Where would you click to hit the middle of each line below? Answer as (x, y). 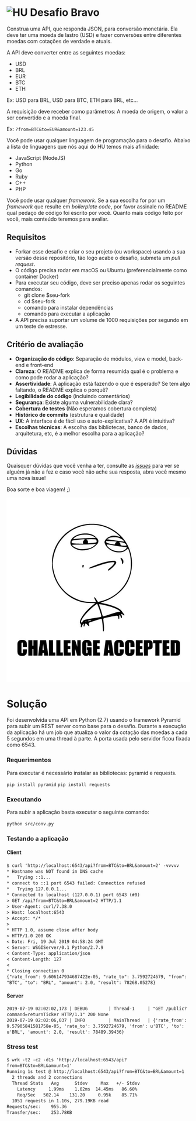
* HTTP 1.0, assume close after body (52, 930)
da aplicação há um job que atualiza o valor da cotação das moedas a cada (97, 732)
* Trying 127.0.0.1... (37, 889)
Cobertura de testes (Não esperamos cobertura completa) (86, 408)
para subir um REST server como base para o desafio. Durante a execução (97, 726)
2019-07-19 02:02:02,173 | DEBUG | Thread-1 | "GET (85, 1009)
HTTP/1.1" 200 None (85, 1015)
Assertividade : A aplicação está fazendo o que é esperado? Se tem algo (103, 383)
